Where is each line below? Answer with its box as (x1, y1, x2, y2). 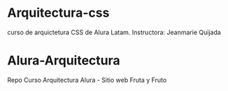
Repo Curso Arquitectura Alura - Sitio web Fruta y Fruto (7, 76, 167, 84)
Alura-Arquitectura (7, 52, 120, 69)
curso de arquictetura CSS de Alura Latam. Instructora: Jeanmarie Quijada (7, 28, 222, 36)
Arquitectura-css (7, 5, 110, 21)
